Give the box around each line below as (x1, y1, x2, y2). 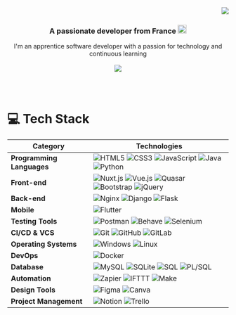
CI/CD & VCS (11, 228, 55, 238)
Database (11, 262, 44, 272)
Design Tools (11, 285, 56, 295)
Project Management (11, 297, 83, 307)
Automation (11, 274, 51, 283)
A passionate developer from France (48, 26, 177, 36)
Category (32, 141, 65, 151)
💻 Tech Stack (7, 111, 90, 127)
